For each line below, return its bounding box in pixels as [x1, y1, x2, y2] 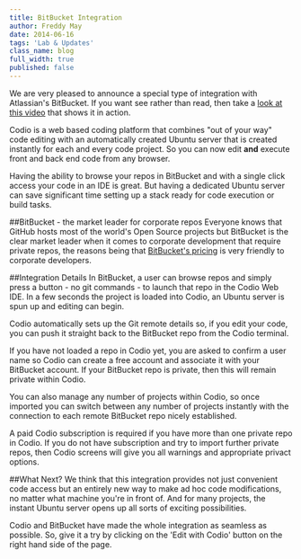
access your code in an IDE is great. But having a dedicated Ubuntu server [9, 180, 286, 191]
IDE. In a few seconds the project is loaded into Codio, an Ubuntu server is [9, 291, 285, 302]
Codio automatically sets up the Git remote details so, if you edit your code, [9, 318, 288, 329]
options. [9, 456, 40, 467]
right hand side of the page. [9, 538, 112, 549]
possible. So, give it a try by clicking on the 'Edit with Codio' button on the [9, 529, 283, 540]
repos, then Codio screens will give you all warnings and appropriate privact [9, 447, 292, 457]
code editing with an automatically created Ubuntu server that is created [9, 134, 278, 145]
